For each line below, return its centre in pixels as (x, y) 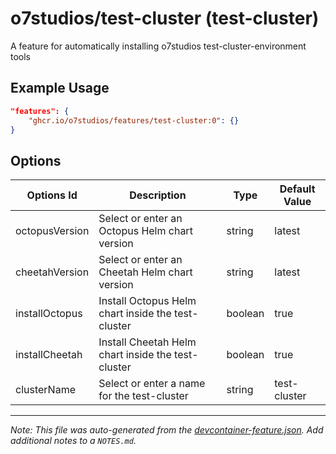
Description (158, 195)
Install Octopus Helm (147, 301)
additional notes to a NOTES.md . (73, 441)
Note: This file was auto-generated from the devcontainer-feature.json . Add (167, 430)
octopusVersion (52, 231)
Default (297, 189)
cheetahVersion (52, 272)
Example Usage (60, 88)
